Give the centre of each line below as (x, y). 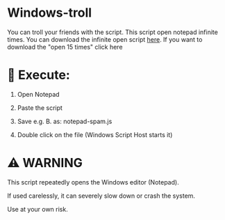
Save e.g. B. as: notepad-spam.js (65, 121)
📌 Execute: (39, 75)
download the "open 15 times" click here (65, 47)
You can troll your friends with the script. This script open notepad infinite (113, 32)
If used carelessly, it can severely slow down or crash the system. (101, 196)
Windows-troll (50, 13)
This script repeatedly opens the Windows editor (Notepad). (93, 182)
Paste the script (40, 108)
